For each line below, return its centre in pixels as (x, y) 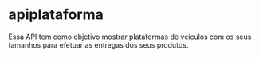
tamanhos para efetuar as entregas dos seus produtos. (98, 44)
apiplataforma (56, 15)
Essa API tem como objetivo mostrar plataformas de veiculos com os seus (130, 37)
